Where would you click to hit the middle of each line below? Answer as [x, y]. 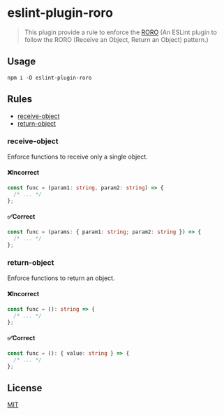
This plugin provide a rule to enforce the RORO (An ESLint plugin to [121, 32]
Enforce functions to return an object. [61, 278]
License [25, 388]
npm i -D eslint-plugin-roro [50, 78]
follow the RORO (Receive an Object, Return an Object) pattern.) [117, 39]
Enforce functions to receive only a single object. [77, 156]
